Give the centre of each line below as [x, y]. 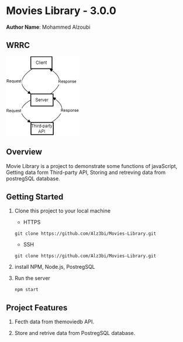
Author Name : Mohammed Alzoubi [48, 27]
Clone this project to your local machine [63, 211]
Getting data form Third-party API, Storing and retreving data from [86, 172]
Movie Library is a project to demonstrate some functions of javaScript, [92, 166]
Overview [24, 152]
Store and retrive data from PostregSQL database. [75, 333]
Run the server [32, 278]
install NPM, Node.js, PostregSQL [55, 267]
